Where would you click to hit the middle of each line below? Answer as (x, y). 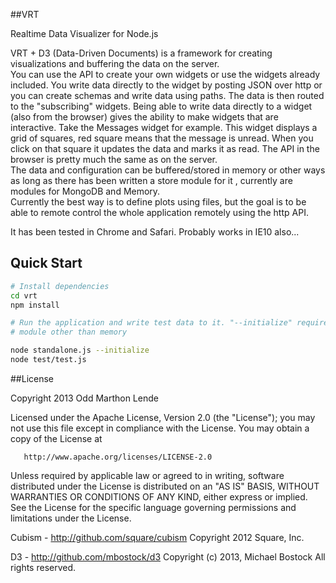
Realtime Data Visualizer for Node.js (84, 33)
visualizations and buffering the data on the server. (115, 63)
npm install (35, 305)
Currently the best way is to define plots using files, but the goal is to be (158, 202)
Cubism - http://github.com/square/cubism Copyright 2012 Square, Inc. (157, 537)
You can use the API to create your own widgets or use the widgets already (165, 74)
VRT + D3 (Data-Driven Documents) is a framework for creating (141, 53)
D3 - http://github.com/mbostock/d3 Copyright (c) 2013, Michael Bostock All (168, 556)
